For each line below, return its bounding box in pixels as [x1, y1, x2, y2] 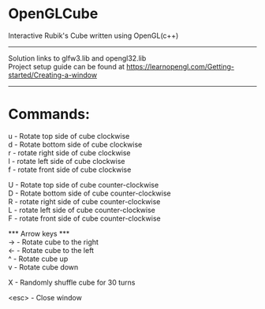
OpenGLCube [8, 5, 99, 23]
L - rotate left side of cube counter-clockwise [8, 205, 155, 214]
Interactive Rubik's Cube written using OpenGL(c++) [8, 31, 179, 40]
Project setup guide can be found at [8, 61, 125, 71]
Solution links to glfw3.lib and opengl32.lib [8, 53, 147, 63]
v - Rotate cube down [8, 262, 79, 272]
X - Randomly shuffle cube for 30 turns [8, 277, 136, 287]
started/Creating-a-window [8, 70, 97, 80]
